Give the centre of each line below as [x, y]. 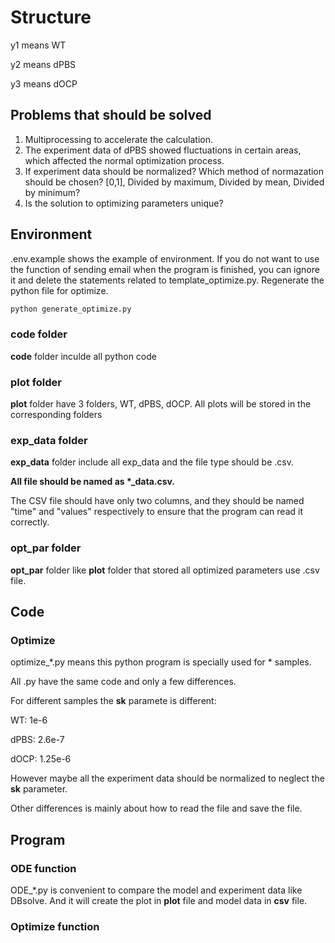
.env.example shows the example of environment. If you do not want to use [165, 258]
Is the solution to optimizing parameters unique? [124, 203]
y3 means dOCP [44, 83]
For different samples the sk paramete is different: [113, 701]
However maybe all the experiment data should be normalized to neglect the [167, 778]
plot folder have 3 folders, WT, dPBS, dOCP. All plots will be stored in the [161, 404]
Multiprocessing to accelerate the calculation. [118, 139]
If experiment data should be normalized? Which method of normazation [174, 171]
